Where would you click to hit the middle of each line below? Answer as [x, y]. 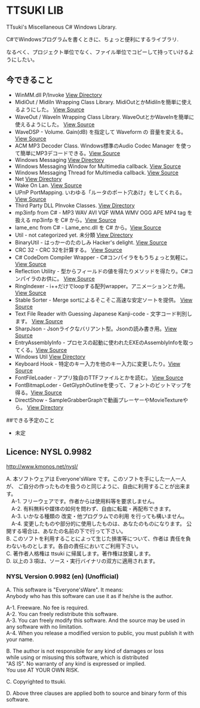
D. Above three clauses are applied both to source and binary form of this [96, 693]
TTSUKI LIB [35, 10]
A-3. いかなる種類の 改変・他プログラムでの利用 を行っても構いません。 [99, 516]
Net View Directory [38, 179]
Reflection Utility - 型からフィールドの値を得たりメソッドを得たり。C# [101, 271]
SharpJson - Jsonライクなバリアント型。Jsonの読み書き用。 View [96, 329]
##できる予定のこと [30, 420]
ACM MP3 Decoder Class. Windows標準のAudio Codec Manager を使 [100, 145]
